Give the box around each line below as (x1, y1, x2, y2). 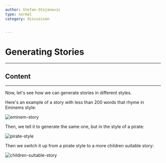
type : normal (5, 12, 32, 17)
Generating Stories (5, 46, 84, 58)
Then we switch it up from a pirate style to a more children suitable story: (5, 143, 154, 148)
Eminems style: (5, 104, 36, 110)
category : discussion (5, 16, 50, 21)
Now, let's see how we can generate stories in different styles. (5, 90, 132, 96)
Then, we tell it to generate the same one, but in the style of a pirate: (5, 124, 144, 130)
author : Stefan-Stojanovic (5, 7, 61, 12)
